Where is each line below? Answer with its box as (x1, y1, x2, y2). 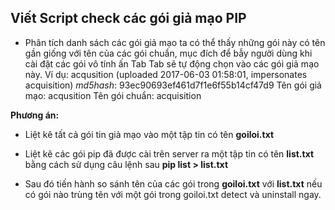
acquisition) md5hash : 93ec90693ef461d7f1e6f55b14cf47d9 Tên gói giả (24, 79, 322, 91)
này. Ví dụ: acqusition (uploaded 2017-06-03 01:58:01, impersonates (24, 68, 308, 80)
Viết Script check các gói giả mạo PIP (10, 10, 247, 27)
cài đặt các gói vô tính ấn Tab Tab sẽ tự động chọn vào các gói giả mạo (24, 57, 320, 70)
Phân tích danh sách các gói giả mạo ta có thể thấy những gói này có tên (24, 36, 326, 48)
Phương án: (10, 109, 60, 121)
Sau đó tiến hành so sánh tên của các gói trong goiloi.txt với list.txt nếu (24, 177, 323, 190)
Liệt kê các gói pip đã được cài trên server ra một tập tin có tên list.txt (24, 147, 315, 160)
